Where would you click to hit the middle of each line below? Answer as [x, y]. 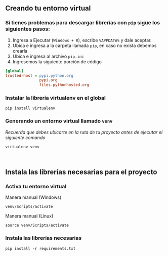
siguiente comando [25, 137]
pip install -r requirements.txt [40, 248]
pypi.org [48, 80]
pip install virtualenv [30, 108]
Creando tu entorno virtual [48, 8]
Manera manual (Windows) [33, 197]
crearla [20, 51]
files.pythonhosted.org [64, 85]
